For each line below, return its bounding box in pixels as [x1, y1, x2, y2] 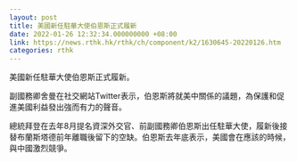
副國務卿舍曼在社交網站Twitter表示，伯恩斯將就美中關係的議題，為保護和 [9, 91, 277, 101]
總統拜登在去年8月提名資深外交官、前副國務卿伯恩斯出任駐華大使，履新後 [9, 121, 280, 132]
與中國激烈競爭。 [9, 143, 72, 154]
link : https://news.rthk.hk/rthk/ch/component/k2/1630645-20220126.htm [9, 37, 281, 47]
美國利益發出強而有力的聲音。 [16, 101, 127, 112]
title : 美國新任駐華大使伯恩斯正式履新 [9, 21, 137, 30]
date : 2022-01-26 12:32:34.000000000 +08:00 [9, 29, 177, 38]
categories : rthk [9, 46, 74, 55]
